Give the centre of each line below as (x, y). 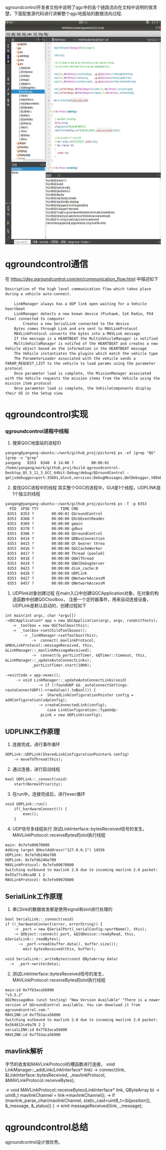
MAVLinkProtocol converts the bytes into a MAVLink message (77, 334)
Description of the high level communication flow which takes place (78, 289)
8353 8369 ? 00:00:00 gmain (45, 524)
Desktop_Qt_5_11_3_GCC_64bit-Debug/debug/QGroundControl (65, 473)
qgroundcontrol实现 (47, 415)
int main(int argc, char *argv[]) (41, 616)
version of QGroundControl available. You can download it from (73, 1005)
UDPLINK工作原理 (33, 731)
